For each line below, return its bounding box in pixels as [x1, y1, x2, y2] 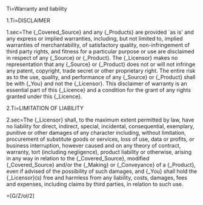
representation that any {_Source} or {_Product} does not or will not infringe [6, 60, 196, 68]
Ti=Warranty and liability [6, 5, 68, 12]
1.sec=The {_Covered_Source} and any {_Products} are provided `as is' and [6, 28, 194, 36]
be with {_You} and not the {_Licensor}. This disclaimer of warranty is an [6, 80, 187, 87]
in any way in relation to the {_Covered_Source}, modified [6, 155, 150, 162]
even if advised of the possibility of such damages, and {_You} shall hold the [6, 168, 198, 175]
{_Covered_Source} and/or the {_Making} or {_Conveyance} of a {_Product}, [6, 161, 196, 168]
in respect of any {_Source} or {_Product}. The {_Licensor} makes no [6, 54, 178, 61]
